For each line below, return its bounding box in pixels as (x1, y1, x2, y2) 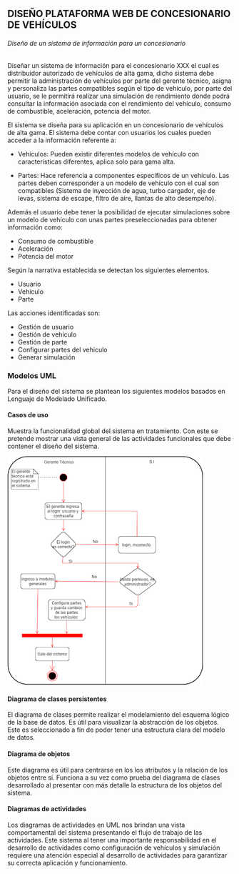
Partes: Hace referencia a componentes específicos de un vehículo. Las (17, 171, 230, 179)
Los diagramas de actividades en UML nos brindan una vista (7, 820, 185, 829)
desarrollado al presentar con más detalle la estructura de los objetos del (7, 780, 223, 789)
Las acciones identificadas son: (7, 309, 101, 317)
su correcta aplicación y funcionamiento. (7, 858, 128, 867)
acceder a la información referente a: (7, 136, 116, 144)
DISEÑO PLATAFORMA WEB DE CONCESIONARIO (7, 8, 231, 20)
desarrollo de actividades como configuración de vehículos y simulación (7, 843, 220, 852)
